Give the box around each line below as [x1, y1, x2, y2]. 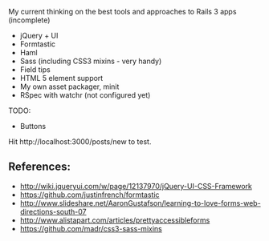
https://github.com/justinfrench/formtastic [19, 190, 160, 199]
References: [8, 160, 71, 174]
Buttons [19, 122, 47, 131]
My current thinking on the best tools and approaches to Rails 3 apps [8, 7, 237, 16]
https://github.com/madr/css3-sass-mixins [19, 223, 162, 233]
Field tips [19, 65, 51, 74]
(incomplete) [8, 15, 51, 25]
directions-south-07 [19, 207, 87, 216]
